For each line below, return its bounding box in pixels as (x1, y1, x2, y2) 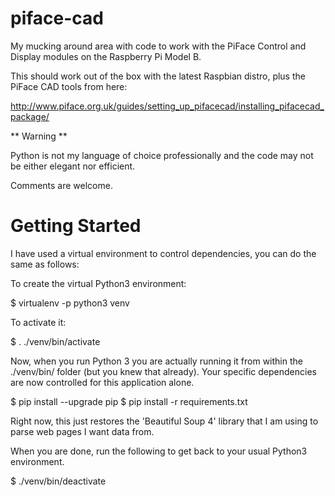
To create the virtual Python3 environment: (10, 277, 187, 289)
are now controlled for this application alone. (10, 376, 195, 388)
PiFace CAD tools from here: (10, 80, 128, 92)
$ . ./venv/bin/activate (10, 335, 101, 347)
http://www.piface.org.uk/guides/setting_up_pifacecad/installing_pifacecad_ (10, 100, 325, 112)
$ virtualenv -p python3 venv (10, 297, 130, 309)
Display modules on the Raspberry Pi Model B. (10, 50, 202, 62)
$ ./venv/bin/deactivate (10, 475, 107, 487)
